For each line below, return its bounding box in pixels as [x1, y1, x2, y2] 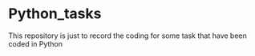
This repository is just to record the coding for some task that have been [8, 31, 247, 40]
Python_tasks [8, 5, 102, 23]
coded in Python [8, 39, 63, 48]
